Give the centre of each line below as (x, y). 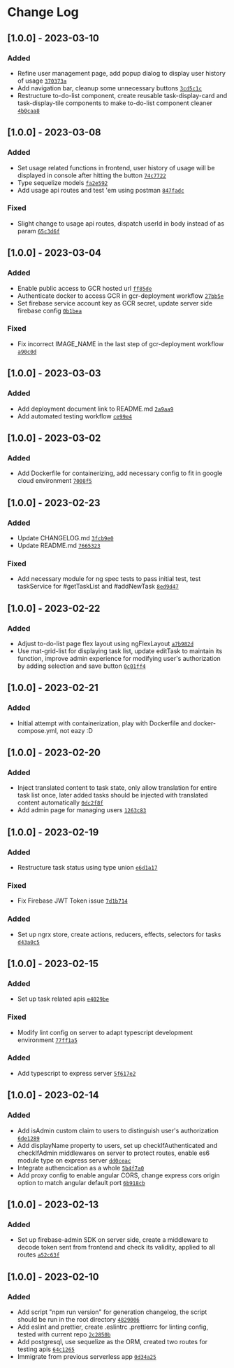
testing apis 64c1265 (46, 1349)
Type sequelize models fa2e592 (63, 182)
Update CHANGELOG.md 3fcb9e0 (65, 538)
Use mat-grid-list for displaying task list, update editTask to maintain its (120, 651)
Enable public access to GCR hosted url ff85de (85, 288)
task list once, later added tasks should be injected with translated (112, 795)
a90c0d (27, 352)
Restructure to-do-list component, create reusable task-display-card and (122, 95)
